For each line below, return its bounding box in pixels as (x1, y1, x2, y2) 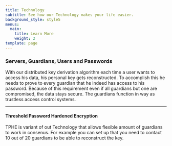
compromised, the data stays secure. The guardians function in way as (5, 91, 155, 97)
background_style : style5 (5, 17, 60, 22)
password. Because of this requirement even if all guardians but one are (5, 85, 157, 92)
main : (10, 27, 22, 32)
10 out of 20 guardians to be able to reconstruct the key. (5, 135, 124, 141)
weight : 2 (14, 36, 36, 41)
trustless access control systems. (5, 96, 76, 103)
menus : (5, 21, 19, 27)
